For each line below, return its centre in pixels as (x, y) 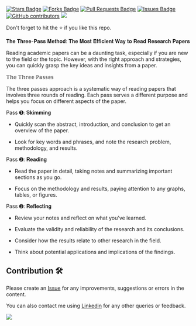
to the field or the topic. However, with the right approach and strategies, (94, 59)
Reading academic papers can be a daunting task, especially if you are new (97, 53)
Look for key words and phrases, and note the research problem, (93, 142)
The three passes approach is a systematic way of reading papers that (91, 89)
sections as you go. (38, 177)
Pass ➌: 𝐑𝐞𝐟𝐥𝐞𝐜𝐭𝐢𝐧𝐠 (29, 206)
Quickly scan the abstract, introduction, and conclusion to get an (92, 124)
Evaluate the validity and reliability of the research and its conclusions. (99, 229)
